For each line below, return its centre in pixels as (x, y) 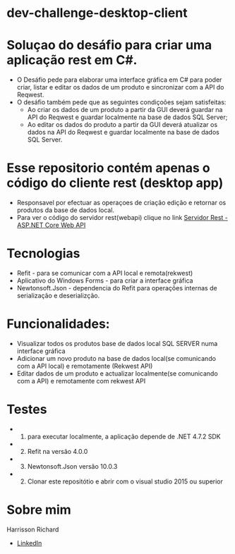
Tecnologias (43, 253)
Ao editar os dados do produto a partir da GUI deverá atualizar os (122, 125)
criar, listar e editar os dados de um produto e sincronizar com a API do (120, 87)
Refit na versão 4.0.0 (58, 451)
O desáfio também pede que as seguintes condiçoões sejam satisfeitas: (121, 102)
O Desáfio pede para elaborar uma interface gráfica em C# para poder (119, 80)
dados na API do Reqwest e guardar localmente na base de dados (123, 133)
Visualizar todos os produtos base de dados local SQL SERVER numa (117, 343)
